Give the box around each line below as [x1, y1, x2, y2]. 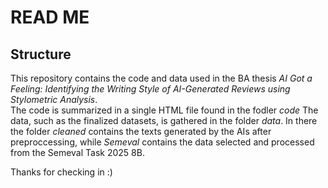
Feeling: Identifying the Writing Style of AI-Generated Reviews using [10, 83, 291, 95]
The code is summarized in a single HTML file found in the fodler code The [10, 104, 319, 116]
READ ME [10, 6, 90, 29]
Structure [10, 46, 72, 63]
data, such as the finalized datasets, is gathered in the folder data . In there [10, 115, 318, 126]
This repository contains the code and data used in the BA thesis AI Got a [10, 72, 313, 84]
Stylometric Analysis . [10, 94, 98, 105]
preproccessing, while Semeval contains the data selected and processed [10, 136, 315, 148]
